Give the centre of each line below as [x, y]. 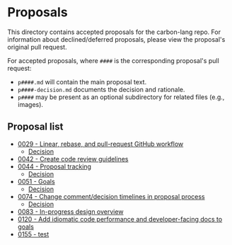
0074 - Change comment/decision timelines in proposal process [111, 196]
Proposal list [35, 127]
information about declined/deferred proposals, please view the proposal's [116, 39]
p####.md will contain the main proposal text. [82, 81]
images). [30, 104]
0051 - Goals [36, 181]
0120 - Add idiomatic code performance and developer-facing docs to [120, 219]
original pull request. [37, 47]
